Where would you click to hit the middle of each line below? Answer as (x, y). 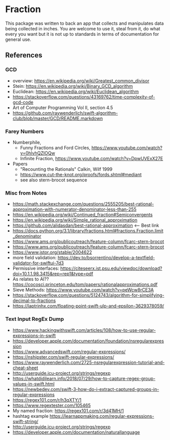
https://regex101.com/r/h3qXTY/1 (47, 400)
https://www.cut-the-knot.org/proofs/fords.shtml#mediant (81, 174)
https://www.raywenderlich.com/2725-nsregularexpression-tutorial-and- (89, 362)
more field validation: (34, 258)
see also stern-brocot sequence (54, 180)
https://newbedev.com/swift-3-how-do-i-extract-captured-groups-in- (86, 389)
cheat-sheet (25, 368)
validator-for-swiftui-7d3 (38, 263)
